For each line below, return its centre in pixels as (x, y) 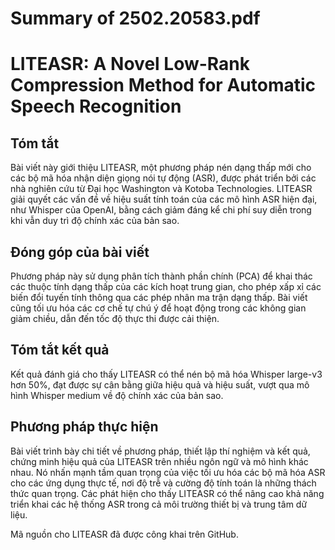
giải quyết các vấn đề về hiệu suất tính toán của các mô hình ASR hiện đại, (164, 199)
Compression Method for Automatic (163, 85)
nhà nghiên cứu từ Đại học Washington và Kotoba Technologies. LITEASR (161, 189)
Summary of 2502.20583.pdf (135, 18)
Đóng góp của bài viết (80, 252)
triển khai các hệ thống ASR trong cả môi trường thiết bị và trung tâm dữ (159, 504)
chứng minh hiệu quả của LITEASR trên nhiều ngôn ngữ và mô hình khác (159, 461)
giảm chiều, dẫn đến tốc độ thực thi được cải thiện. (115, 318)
